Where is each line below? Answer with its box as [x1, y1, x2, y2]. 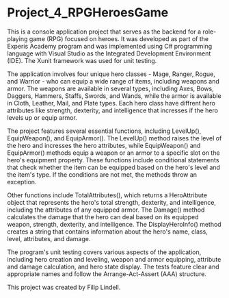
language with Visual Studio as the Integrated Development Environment [7, 49, 211, 58]
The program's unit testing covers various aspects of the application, [7, 248, 202, 256]
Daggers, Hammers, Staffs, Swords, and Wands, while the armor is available [7, 91, 221, 100]
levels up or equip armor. [7, 113, 77, 121]
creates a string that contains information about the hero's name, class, [7, 227, 208, 236]
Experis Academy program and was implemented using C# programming [7, 42, 213, 50]
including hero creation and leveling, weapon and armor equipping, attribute [7, 255, 221, 263]
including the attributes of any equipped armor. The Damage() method [7, 206, 205, 214]
